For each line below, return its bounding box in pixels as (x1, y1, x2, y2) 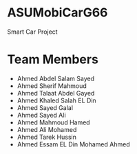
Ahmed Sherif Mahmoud (17, 81, 87, 90)
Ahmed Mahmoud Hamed (17, 118, 91, 126)
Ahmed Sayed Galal (17, 103, 74, 111)
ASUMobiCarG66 (7, 5, 108, 21)
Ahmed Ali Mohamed (17, 125, 77, 133)
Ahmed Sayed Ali (17, 111, 67, 119)
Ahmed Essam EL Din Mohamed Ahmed (17, 140, 130, 148)
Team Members (7, 52, 98, 67)
